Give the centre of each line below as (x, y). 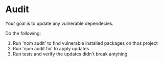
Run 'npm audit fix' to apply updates (51, 48)
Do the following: (23, 33)
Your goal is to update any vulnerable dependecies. (60, 23)
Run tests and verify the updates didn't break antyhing (70, 54)
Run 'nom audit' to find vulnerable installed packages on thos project (85, 43)
